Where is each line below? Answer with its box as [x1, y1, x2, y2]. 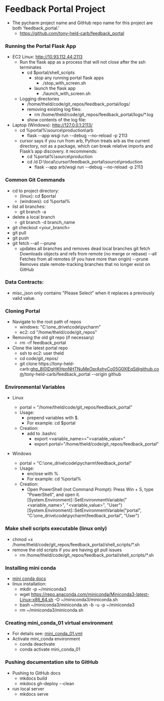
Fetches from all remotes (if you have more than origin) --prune [19, 256, 149, 262]
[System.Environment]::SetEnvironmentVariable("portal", [27, 507, 142, 513]
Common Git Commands [5, 176, 65, 183]
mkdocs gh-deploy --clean [19, 680, 75, 686]
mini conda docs [12, 576, 46, 581]
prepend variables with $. [27, 415, 79, 421]
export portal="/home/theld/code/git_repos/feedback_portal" [34, 441, 159, 447]
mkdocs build [19, 675, 47, 681]
